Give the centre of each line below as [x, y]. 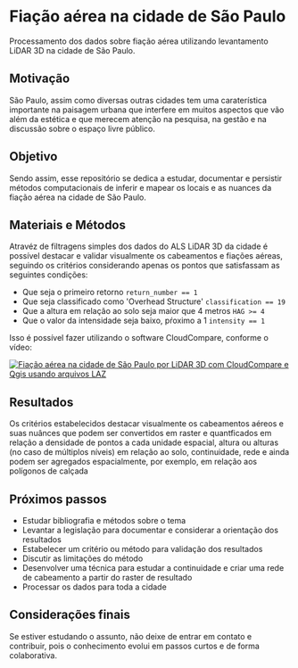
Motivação [40, 79]
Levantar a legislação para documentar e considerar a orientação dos [150, 530]
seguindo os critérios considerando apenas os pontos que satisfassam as [145, 266]
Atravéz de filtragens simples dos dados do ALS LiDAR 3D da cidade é [139, 246]
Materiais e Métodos [68, 225]
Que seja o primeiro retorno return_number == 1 [110, 293]
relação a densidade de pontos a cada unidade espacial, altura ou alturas [144, 442]
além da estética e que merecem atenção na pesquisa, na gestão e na [138, 119]
